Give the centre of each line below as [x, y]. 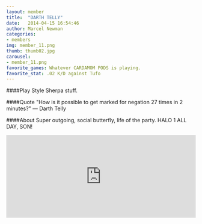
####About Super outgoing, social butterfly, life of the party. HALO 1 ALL [96, 120]
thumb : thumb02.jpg [31, 51]
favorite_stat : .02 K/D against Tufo [54, 73]
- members [19, 40]
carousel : [19, 57]
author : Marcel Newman [35, 29]
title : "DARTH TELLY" [35, 17]
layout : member [25, 12]
